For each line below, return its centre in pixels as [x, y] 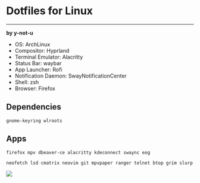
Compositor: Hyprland [42, 50]
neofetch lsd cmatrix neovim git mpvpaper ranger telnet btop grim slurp [100, 163]
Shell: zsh [27, 82]
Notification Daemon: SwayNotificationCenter [71, 76]
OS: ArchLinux [32, 44]
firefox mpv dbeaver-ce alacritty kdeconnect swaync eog [78, 152]
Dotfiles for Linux [50, 11]
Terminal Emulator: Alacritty [49, 57]
